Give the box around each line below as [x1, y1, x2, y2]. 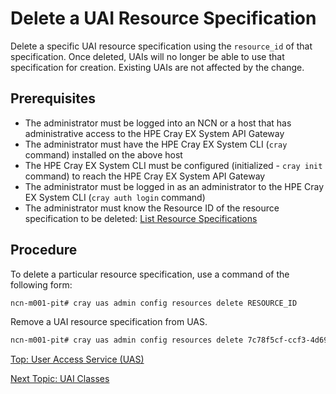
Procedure [10, 242, 78, 259]
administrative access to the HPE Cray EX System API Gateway [24, 127, 285, 139]
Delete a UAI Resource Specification [10, 7, 317, 30]
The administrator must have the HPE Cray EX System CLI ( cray [24, 138, 288, 150]
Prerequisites [10, 90, 96, 107]
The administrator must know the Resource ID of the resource [24, 202, 280, 214]
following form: [10, 278, 73, 291]
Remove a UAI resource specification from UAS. [10, 316, 208, 328]
